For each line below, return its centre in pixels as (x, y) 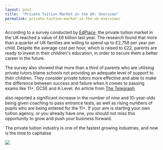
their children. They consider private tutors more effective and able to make (81, 78)
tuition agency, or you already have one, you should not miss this (70, 113)
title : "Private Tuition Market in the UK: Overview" (62, 14)
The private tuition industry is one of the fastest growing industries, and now (81, 128)
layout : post (18, 9)
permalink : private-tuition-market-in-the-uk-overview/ (63, 19)
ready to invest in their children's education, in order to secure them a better (81, 53)
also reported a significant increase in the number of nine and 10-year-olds (80, 98)
